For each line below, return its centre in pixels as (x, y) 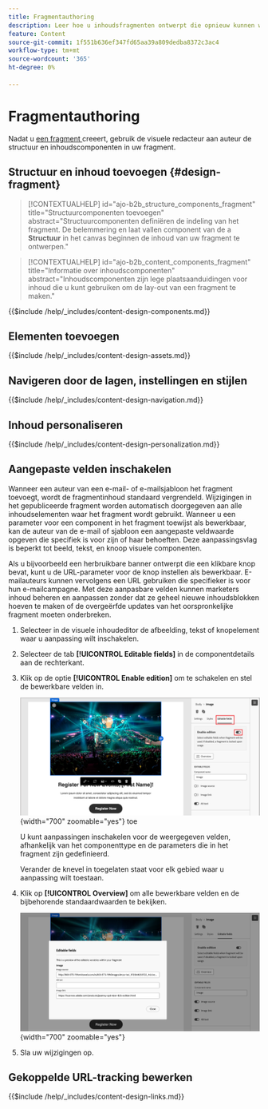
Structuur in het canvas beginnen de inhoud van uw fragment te (134, 238)
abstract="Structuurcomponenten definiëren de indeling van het (133, 221)
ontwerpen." (48, 246)
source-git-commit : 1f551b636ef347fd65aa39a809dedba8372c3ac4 (114, 42)
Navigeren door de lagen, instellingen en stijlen (128, 381)
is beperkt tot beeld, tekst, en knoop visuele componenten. (105, 548)
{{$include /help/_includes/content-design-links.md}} (97, 1097)
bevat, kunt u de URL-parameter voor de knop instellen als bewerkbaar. (126, 572)
